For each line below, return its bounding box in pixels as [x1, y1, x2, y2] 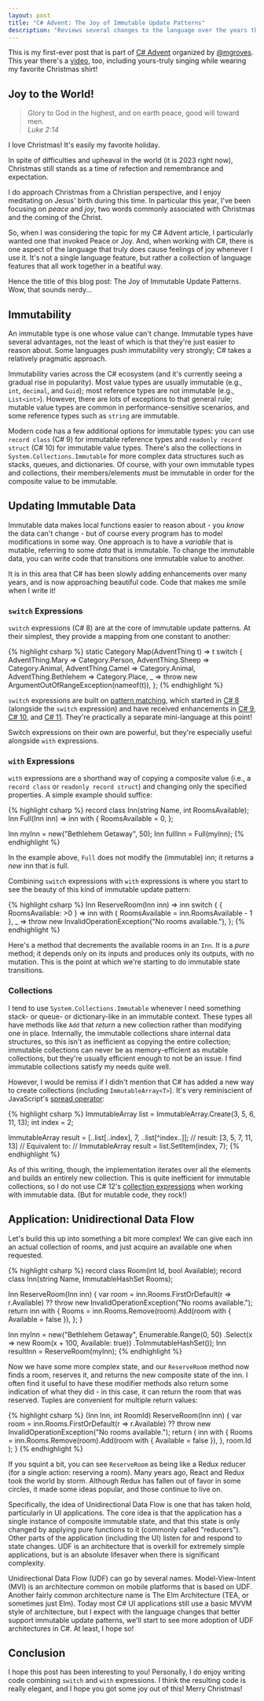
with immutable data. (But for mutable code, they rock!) [8, 1190, 187, 1199]
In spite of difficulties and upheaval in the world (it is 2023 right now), [8, 155, 233, 165]
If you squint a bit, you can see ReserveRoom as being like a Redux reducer [8, 1459, 246, 1469]
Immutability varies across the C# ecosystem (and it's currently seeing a [8, 370, 243, 378]
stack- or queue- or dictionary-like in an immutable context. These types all [8, 1012, 253, 1021]
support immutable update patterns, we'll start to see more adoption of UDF [8, 1615, 254, 1625]
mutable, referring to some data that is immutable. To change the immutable [8, 545, 255, 555]
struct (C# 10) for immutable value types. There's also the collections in [8, 443, 242, 452]
